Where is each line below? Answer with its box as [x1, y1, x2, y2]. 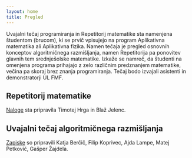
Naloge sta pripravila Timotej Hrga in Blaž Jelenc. [6, 106, 126, 113]
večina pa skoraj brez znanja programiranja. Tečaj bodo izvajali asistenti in [6, 68, 187, 75]
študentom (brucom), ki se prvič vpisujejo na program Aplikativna [6, 36, 165, 43]
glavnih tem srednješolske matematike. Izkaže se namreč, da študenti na [6, 55, 182, 62]
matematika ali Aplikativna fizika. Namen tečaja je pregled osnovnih [6, 42, 170, 50]
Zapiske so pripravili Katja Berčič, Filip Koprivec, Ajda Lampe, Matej [6, 139, 170, 146]
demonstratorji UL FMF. [6, 74, 64, 81]
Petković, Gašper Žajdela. [6, 145, 69, 153]
